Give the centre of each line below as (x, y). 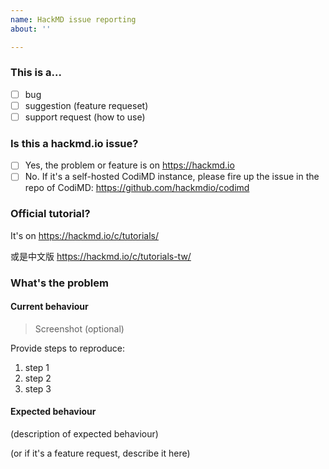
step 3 (38, 388)
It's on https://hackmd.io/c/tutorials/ (84, 235)
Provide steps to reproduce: (67, 348)
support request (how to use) (85, 117)
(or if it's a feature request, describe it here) (100, 453)
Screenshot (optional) (79, 328)
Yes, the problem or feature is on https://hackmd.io (129, 165)
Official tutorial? (50, 214)
